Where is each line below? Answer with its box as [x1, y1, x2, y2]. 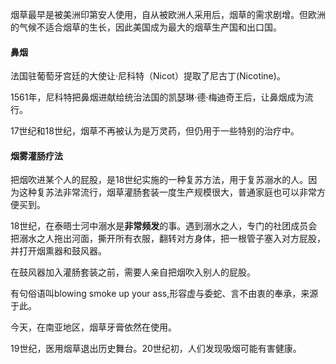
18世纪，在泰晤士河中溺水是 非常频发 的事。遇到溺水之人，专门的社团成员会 [10, 220, 318, 232]
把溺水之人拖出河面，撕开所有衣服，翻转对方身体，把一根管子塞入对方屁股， [10, 233, 326, 245]
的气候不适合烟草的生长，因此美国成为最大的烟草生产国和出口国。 [10, 21, 282, 33]
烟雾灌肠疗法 [10, 149, 63, 162]
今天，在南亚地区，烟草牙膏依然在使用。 [10, 321, 177, 333]
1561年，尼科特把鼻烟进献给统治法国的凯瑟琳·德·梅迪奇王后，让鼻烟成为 [10, 91, 305, 103]
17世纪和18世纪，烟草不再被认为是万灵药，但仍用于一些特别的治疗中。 [10, 125, 300, 137]
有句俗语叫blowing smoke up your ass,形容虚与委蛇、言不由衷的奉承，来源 [10, 288, 319, 300]
